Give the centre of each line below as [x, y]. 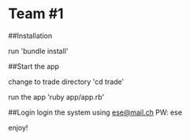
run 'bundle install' [38, 51]
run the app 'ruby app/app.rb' [56, 96]
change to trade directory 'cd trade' [66, 81]
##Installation [30, 36]
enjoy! [18, 127]
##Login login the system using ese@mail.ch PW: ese [95, 112]
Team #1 [36, 14]
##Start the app [34, 66]
